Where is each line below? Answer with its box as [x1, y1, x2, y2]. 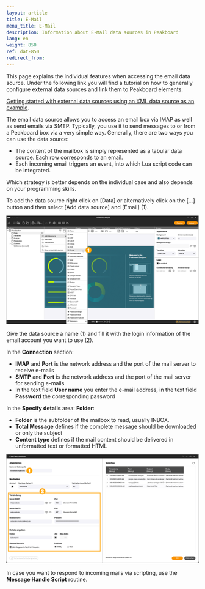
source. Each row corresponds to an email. [15, 154, 123, 161]
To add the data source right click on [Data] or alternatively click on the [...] [6, 196, 195, 204]
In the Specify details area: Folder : [6, 404, 95, 412]
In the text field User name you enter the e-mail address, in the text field [15, 386, 197, 394]
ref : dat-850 [6, 49, 40, 55]
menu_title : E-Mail [6, 23, 56, 29]
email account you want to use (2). [6, 336, 93, 344]
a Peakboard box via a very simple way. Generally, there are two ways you [6, 128, 193, 136]
